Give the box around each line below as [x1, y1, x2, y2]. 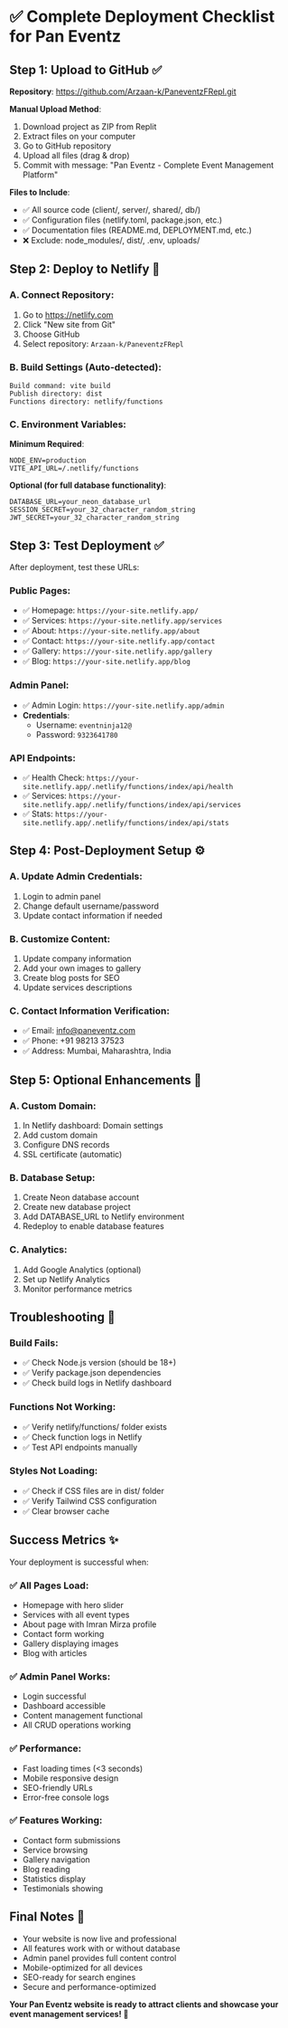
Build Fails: [9, 1337, 59, 1349]
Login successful [22, 1690, 87, 1702]
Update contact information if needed [22, 909, 163, 920]
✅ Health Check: [22, 772, 85, 783]
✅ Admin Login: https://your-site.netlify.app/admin [22, 700, 225, 710]
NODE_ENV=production [9, 456, 88, 465]
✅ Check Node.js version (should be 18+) [22, 1357, 177, 1368]
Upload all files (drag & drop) [22, 150, 130, 160]
